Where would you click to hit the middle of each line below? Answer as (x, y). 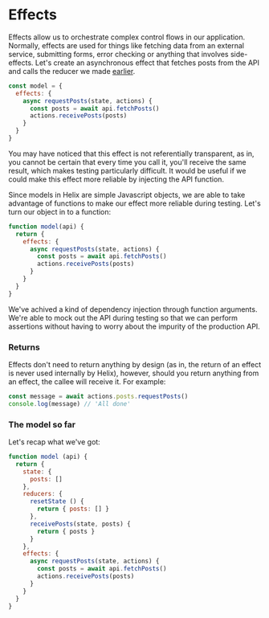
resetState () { (57, 501)
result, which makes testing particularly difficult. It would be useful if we (127, 170)
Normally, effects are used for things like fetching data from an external (126, 45)
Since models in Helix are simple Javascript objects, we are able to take (127, 194)
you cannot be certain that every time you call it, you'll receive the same (127, 162)
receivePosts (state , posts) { (80, 524)
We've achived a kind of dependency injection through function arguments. (133, 309)
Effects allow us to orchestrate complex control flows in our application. (127, 37)
